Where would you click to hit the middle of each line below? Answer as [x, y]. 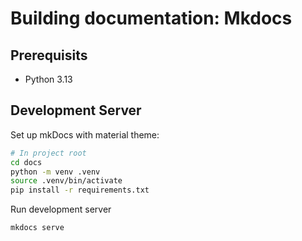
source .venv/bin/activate [66, 181]
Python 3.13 [48, 79]
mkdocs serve [37, 228]
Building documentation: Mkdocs [151, 18]
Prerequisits [49, 55]
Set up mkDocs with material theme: [85, 134]
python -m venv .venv [55, 172]
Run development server [61, 209]
